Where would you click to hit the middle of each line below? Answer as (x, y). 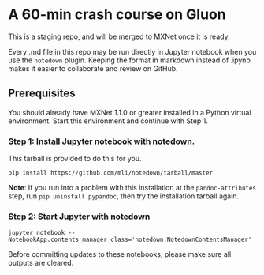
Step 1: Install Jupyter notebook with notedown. (102, 141)
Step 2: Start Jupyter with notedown (79, 217)
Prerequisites (42, 94)
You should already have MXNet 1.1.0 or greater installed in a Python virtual (130, 112)
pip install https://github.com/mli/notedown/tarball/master (111, 173)
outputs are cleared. (41, 263)
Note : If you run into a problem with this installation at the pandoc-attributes (132, 188)
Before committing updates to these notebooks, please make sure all (120, 254)
